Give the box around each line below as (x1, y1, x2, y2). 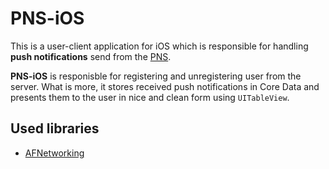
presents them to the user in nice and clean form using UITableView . (10, 91, 290, 103)
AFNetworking (24, 147, 85, 159)
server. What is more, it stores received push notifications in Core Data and (10, 80, 320, 92)
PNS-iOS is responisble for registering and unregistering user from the (10, 70, 302, 82)
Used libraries (10, 120, 100, 137)
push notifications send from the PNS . (10, 50, 172, 62)
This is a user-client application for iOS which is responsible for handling (10, 40, 309, 52)
